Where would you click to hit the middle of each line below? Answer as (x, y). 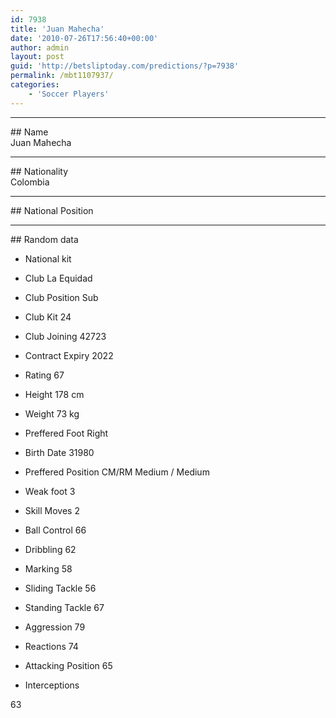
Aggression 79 (55, 627)
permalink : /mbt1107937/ (62, 76)
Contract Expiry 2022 (69, 355)
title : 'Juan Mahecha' (57, 29)
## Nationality (39, 171)
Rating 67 (44, 375)
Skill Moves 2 (52, 510)
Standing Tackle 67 (64, 607)
